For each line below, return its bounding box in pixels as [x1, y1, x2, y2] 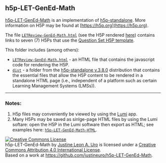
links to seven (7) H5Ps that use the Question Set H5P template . [5, 37, 135, 43]
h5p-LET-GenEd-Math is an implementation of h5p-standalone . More [5, 17, 146, 23]
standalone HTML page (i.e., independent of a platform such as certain [12, 77, 157, 83]
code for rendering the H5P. [12, 61, 70, 67]
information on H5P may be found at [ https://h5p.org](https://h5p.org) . [5, 22, 149, 28]
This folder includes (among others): [5, 47, 80, 53]
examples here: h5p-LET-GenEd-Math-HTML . [12, 127, 97, 133]
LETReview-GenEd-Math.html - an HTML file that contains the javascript [12, 56, 155, 62]
